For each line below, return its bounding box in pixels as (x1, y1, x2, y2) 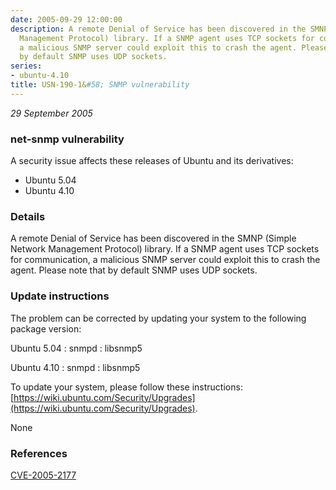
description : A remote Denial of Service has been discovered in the (10, 24, 307, 34)
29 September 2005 (10, 107, 93, 119)
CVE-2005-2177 (10, 469, 77, 481)
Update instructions (10, 289, 110, 303)
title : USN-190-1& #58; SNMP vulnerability (10, 80, 190, 90)
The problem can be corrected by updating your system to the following (10, 312, 307, 324)
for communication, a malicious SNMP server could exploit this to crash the (10, 254, 321, 266)
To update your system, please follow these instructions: (10, 381, 243, 393)
